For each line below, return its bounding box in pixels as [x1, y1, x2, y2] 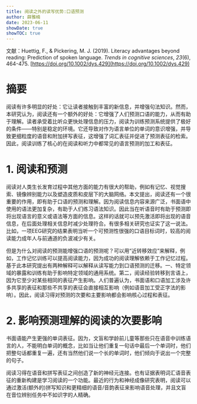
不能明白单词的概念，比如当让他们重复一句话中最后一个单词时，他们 [26, 342, 191, 349]
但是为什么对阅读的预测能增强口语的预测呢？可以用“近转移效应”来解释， [6, 248, 181, 254]
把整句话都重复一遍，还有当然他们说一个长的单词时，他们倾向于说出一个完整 [6, 349, 191, 356]
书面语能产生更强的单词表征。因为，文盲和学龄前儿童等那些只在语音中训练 [6, 335, 186, 342]
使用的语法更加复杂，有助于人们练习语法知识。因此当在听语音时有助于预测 [6, 205, 186, 212]
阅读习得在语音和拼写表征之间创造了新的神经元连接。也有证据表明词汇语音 [6, 369, 186, 376]
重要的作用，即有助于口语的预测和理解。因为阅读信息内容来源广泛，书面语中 [6, 198, 191, 205]
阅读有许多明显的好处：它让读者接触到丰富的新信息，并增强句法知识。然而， [6, 103, 191, 111]
